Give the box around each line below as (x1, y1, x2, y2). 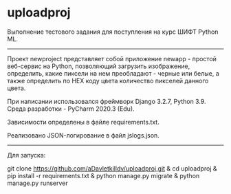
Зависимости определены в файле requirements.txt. (7, 118, 159, 126)
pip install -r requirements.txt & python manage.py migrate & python (7, 171, 200, 180)
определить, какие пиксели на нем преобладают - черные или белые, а (7, 69, 220, 77)
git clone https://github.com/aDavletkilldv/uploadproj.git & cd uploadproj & (7, 164, 218, 173)
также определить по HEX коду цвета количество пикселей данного (7, 76, 209, 85)
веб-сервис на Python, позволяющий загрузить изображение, (7, 62, 190, 70)
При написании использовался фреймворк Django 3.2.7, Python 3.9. (7, 97, 206, 105)
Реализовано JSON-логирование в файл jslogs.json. (7, 131, 159, 139)
